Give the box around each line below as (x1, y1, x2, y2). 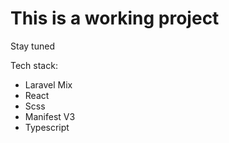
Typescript (24, 121, 70, 133)
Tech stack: (10, 59, 58, 71)
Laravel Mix (24, 78, 73, 91)
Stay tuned (10, 40, 55, 52)
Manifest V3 (24, 110, 76, 122)
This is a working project (10, 7, 220, 30)
